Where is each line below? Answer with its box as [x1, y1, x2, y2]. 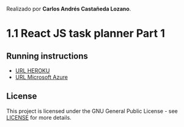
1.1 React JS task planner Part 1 [6, 27, 165, 40]
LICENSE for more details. [6, 114, 72, 121]
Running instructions [6, 51, 89, 61]
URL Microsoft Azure [15, 73, 68, 81]
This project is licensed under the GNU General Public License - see [6, 107, 178, 115]
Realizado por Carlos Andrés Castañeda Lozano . [6, 5, 131, 12]
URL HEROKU [15, 67, 50, 74]
